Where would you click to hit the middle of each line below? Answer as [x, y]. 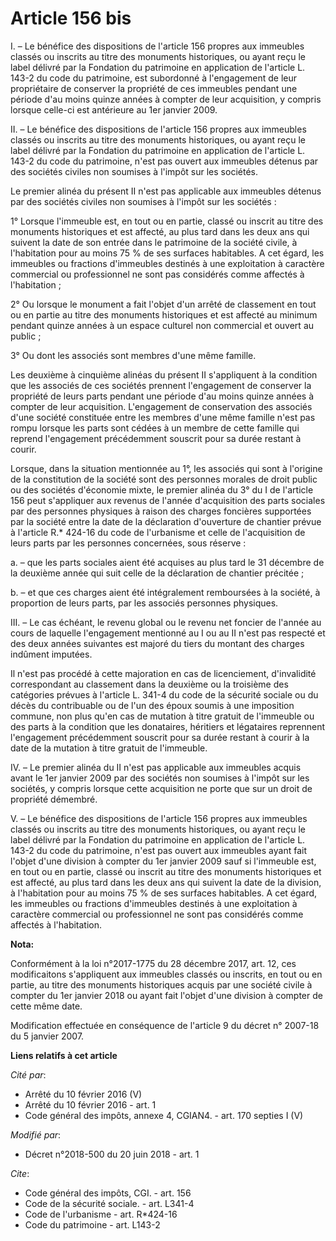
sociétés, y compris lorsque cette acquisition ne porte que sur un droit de [161, 788]
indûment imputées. [51, 654]
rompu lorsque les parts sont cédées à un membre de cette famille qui [155, 428]
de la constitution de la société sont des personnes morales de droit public [164, 479]
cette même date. [46, 1006]
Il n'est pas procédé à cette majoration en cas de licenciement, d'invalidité [163, 673]
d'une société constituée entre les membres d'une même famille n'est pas [163, 417]
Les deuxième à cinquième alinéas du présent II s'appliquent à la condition [164, 374]
